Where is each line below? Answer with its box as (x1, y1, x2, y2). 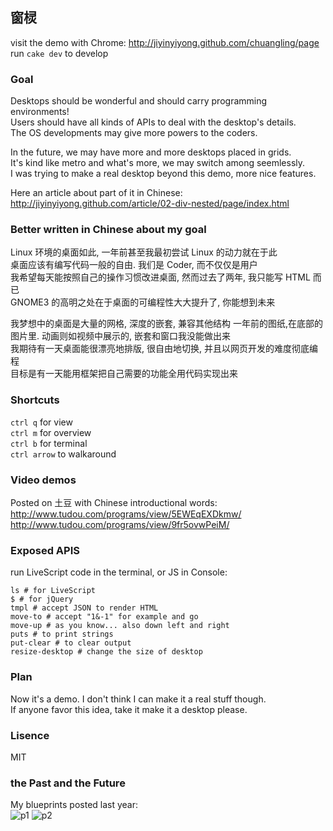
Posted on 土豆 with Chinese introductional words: (10, 497, 218, 508)
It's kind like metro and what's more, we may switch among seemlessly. (10, 157, 306, 169)
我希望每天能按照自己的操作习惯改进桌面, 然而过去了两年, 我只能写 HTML (10, 271, 311, 283)
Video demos (10, 473, 77, 487)
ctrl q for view (10, 416, 73, 428)
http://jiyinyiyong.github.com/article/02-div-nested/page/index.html (10, 198, 290, 210)
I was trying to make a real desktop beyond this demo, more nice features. (10, 168, 317, 180)
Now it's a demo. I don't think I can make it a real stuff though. (10, 693, 267, 705)
